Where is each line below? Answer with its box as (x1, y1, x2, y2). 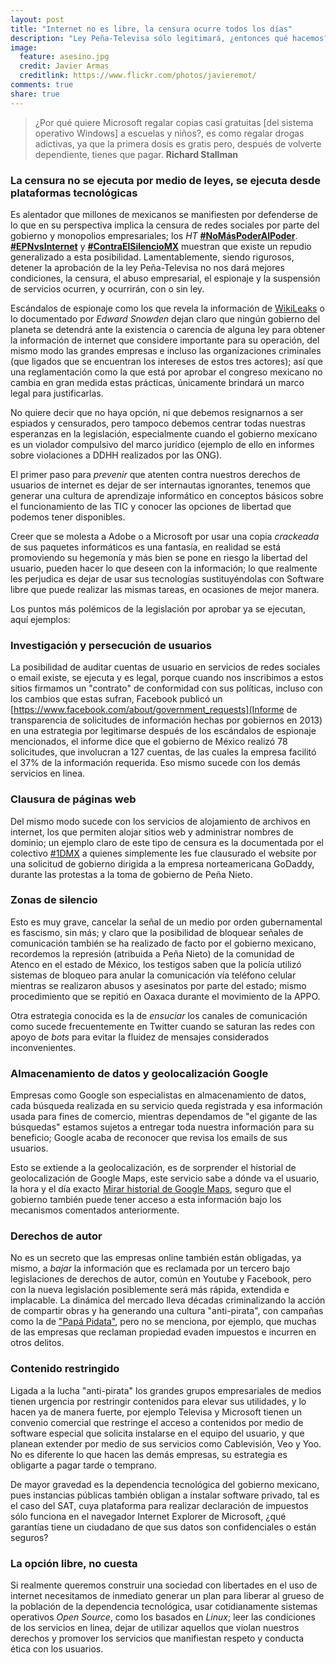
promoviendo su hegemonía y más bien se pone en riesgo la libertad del (10, 551, 308, 563)
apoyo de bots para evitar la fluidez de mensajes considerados (10, 1031, 270, 1043)
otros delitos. (10, 1337, 65, 1349)
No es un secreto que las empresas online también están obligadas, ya (10, 1252, 302, 1264)
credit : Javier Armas (19, 61, 110, 71)
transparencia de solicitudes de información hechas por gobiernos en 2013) (10, 714, 323, 726)
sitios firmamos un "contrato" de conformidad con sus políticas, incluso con (10, 682, 323, 695)
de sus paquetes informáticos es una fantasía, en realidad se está (10, 541, 282, 553)
